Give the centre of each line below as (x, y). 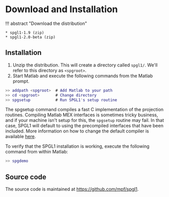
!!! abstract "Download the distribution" (46, 23)
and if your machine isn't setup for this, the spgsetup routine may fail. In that (85, 120)
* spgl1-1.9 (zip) (25, 32)
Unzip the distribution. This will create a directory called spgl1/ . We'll (85, 65)
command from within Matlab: (37, 152)
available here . (21, 137)
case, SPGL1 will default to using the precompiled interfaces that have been (84, 126)
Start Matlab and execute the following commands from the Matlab (83, 76)
